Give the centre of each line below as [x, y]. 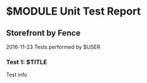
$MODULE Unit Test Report [73, 11]
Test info [17, 75]
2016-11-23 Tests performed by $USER [53, 47]
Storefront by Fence [44, 33]
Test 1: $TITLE [27, 62]
